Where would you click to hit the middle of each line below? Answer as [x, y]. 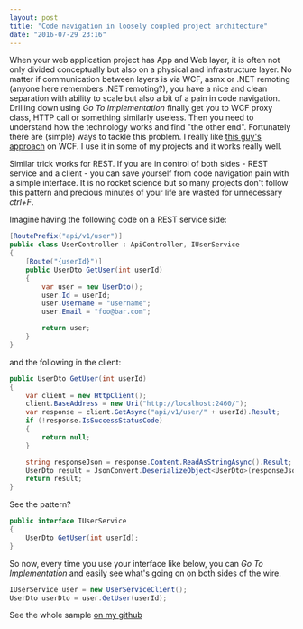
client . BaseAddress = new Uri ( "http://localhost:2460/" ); [137, 404]
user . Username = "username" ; [96, 303]
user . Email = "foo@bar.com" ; [96, 312]
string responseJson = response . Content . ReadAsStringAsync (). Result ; [159, 462]
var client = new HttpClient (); [86, 395]
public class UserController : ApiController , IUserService [125, 245]
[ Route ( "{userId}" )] [64, 262]
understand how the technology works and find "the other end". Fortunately [150, 127]
